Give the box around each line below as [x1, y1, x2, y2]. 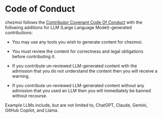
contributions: [5, 29, 33, 35]
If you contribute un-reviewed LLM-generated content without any [12, 82, 145, 88]
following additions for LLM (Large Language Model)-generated [5, 24, 132, 30]
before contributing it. [12, 53, 56, 59]
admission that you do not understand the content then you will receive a [12, 68, 158, 74]
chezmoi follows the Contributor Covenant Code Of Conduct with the [5, 19, 143, 25]
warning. [12, 73, 30, 79]
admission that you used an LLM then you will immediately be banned [12, 88, 151, 93]
